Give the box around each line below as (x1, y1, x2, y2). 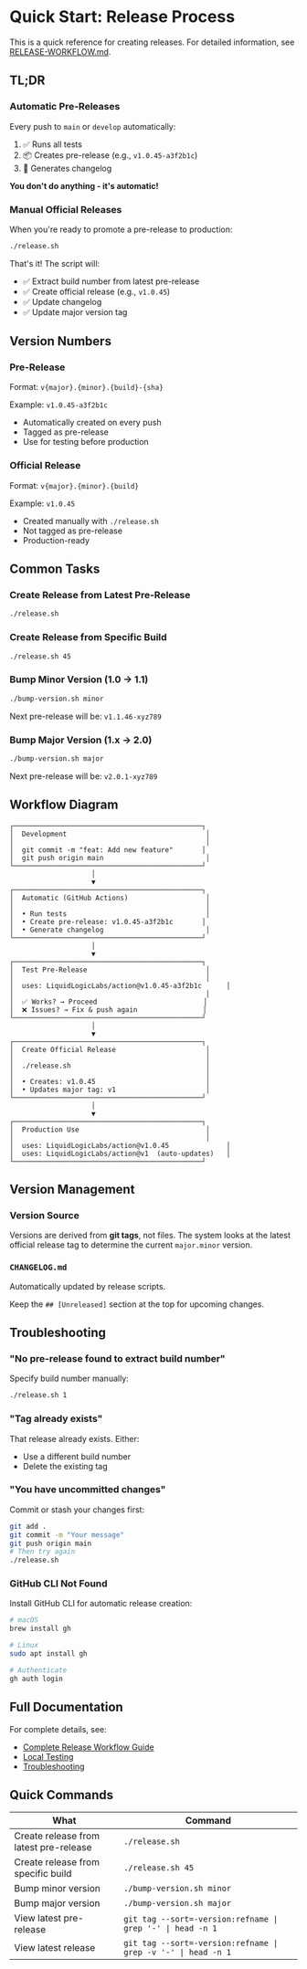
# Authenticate (9, 1665, 68, 1675)
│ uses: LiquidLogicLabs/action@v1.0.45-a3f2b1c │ (9, 981, 231, 990)
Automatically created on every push (22, 417, 162, 428)
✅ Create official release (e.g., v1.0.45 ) (22, 286, 171, 297)
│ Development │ (9, 829, 210, 838)
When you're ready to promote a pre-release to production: (9, 224, 233, 235)
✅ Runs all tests (22, 139, 82, 150)
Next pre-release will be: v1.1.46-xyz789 (9, 711, 162, 721)
